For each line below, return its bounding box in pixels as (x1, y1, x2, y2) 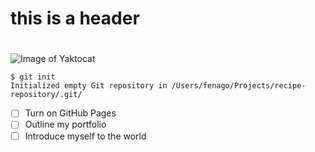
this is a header (10, 7, 140, 30)
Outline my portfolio (24, 118, 107, 131)
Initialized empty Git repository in (10, 81, 168, 91)
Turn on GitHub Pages (24, 107, 117, 119)
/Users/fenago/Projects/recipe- (171, 81, 307, 91)
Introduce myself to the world (24, 130, 147, 142)
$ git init (10, 72, 56, 82)
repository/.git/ (10, 90, 83, 100)
